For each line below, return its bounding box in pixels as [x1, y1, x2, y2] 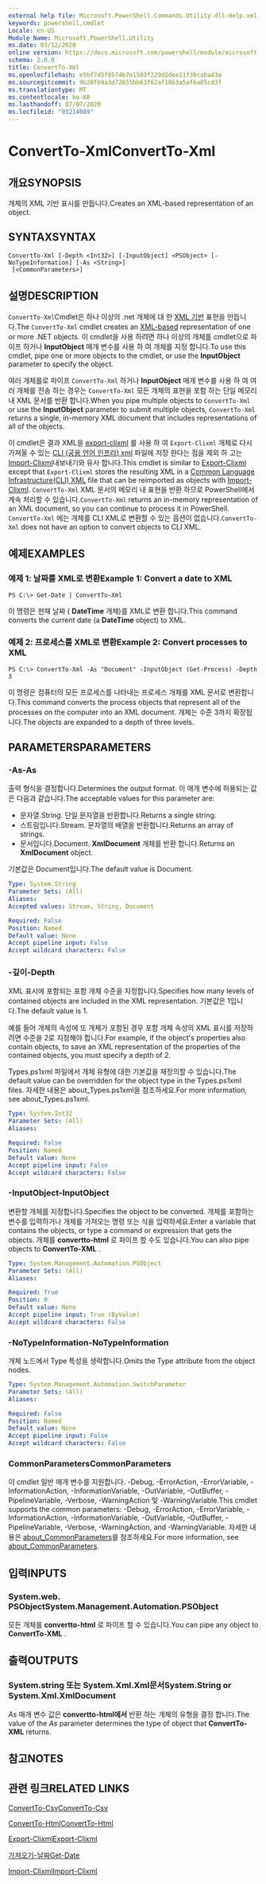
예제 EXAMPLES [8, 547, 86, 561]
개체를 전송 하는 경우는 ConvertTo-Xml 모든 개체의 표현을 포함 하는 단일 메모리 [16, 386, 257, 395]
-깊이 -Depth [8, 967, 56, 978]
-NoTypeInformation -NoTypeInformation [8, 1337, 169, 1348]
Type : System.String [8, 880, 77, 888]
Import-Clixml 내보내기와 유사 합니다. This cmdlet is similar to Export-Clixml [8, 457, 247, 467]
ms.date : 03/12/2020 [8, 41, 77, 49]
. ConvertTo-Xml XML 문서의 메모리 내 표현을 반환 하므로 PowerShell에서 [28, 484, 255, 494]
